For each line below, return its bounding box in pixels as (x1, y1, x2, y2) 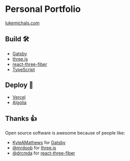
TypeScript (12, 66, 35, 73)
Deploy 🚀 (5, 81, 34, 89)
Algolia (12, 99, 27, 105)
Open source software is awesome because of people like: (5, 130, 126, 136)
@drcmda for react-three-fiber (12, 150, 75, 156)
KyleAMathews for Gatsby (12, 140, 66, 146)
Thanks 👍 (5, 114, 37, 123)
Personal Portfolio (5, 3, 81, 15)
